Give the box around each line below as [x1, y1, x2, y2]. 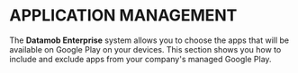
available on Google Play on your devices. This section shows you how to [9, 44, 282, 54]
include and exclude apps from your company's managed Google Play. [9, 53, 272, 64]
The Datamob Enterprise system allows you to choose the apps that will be [9, 35, 290, 45]
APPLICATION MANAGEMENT [9, 5, 238, 26]
